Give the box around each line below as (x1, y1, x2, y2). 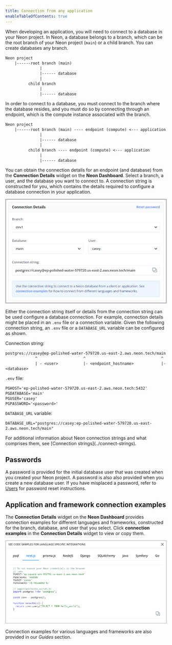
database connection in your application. (5, 188, 92, 195)
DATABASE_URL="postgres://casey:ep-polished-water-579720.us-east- (5, 421, 153, 426)
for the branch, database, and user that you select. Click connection (5, 524, 150, 531)
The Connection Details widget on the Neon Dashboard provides (5, 514, 144, 520)
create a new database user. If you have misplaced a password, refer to (5, 480, 157, 486)
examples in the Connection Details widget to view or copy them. (5, 530, 145, 536)
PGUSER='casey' (5, 396, 38, 402)
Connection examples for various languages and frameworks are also (5, 628, 152, 634)
